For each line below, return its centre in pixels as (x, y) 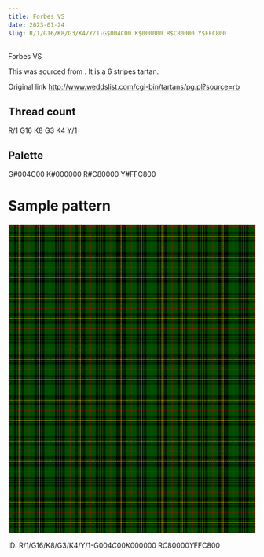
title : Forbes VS (37, 16)
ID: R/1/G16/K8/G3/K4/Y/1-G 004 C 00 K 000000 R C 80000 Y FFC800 (114, 545)
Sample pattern (60, 206)
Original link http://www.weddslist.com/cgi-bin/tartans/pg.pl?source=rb (124, 87)
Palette (26, 155)
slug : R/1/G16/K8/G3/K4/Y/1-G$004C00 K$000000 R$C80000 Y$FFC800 (117, 33)
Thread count (42, 111)
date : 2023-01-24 (37, 25)
